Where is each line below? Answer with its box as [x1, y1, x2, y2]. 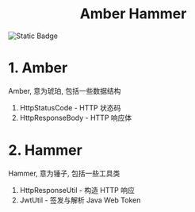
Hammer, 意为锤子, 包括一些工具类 [8, 168, 120, 178]
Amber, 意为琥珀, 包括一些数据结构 [8, 86, 121, 95]
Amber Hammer [79, 5, 187, 23]
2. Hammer [8, 141, 83, 160]
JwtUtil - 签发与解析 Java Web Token [19, 195, 141, 205]
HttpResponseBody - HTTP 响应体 [19, 113, 132, 122]
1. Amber [8, 59, 68, 77]
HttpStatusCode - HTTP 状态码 [19, 102, 121, 112]
